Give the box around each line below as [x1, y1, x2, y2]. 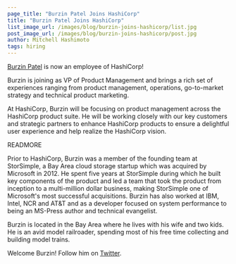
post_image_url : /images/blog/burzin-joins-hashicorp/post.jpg [7, 30, 197, 37]
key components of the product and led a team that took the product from [7, 177, 222, 185]
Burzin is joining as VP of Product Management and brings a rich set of [7, 76, 213, 84]
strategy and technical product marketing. [7, 91, 129, 99]
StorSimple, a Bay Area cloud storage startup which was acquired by [7, 162, 207, 170]
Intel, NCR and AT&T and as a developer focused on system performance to [7, 199, 227, 208]
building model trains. [7, 235, 70, 244]
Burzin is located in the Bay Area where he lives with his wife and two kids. [7, 220, 224, 229]
